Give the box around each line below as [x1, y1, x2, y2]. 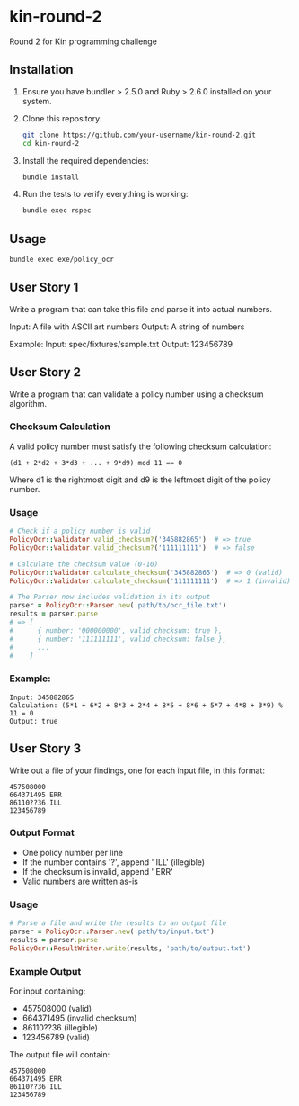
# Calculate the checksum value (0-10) [9, 560, 159, 569]
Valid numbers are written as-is [22, 876, 139, 886]
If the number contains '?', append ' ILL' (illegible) [22, 857, 205, 868]
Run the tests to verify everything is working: [22, 189, 189, 200]
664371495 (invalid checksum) [22, 1012, 137, 1023]
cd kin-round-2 [22, 139, 80, 148]
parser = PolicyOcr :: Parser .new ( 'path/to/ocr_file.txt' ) [9, 601, 227, 610]
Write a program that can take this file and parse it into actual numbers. [9, 303, 272, 314]
